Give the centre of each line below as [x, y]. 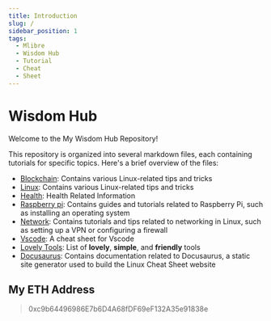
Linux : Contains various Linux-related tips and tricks [107, 187]
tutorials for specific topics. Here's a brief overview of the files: [114, 163]
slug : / [21, 23]
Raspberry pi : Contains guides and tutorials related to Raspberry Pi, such [142, 204]
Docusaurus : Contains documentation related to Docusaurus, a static [135, 256]
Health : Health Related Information [78, 196]
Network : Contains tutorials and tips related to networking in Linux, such [140, 221]
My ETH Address [52, 289]
